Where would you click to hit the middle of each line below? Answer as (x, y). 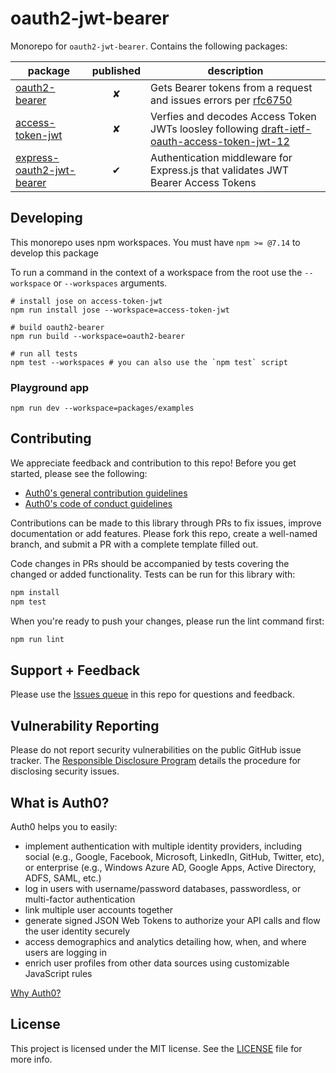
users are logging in (66, 952)
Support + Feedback (75, 670)
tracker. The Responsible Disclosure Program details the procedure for (156, 761)
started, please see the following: (79, 473)
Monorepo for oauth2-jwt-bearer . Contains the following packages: (149, 46)
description (235, 70)
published (116, 70)
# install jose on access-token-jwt (86, 301)
